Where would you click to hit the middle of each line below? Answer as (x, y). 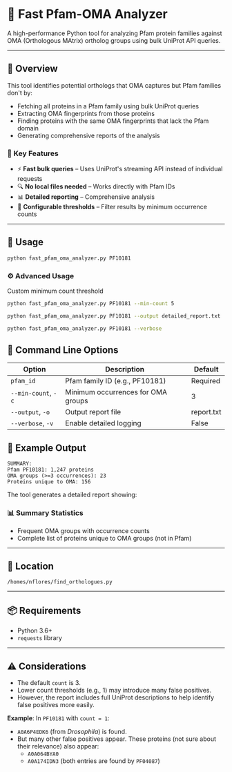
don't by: (20, 93)
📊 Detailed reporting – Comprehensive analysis (86, 197)
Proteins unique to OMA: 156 (49, 482)
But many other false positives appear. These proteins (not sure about (116, 739)
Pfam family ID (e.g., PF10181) (116, 381)
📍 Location (30, 566)
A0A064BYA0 (43, 754)
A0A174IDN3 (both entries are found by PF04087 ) (94, 761)
